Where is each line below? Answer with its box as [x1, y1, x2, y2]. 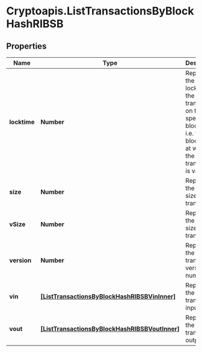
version [9, 256, 32, 264]
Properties [6, 41, 47, 51]
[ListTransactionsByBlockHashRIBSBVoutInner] [40, 325, 180, 333]
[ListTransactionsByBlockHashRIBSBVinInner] [40, 292, 176, 300]
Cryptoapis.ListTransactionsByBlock [6, 4, 194, 18]
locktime [9, 118, 35, 126]
